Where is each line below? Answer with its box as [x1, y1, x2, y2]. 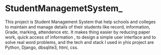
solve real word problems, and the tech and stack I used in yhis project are [5, 39, 154, 45]
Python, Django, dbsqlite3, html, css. [5, 44, 79, 50]
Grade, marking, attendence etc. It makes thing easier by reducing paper [5, 29, 150, 35]
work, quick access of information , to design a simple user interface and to [5, 34, 156, 40]
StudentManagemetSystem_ [5, 3, 123, 14]
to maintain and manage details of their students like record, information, [5, 24, 150, 29]
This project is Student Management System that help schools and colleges [5, 19, 156, 25]
